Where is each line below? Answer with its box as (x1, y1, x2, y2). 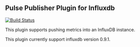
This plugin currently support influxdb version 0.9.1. (5, 36, 111, 42)
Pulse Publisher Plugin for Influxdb (5, 4, 115, 12)
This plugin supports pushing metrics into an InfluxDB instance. (5, 27, 136, 33)
